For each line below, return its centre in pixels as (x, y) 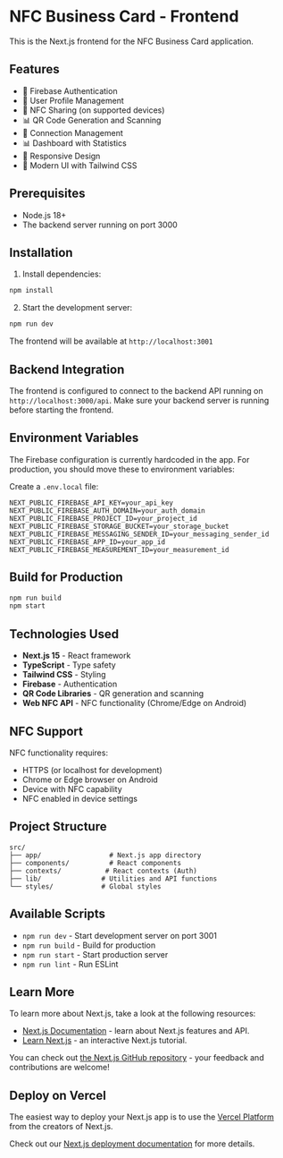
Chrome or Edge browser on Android (90, 779)
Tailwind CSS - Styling (64, 675)
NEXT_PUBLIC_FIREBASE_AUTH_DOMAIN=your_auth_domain (107, 511)
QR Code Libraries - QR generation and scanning (113, 694)
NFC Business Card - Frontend (124, 17)
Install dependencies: (62, 274)
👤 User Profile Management (73, 100)
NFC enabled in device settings (80, 798)
